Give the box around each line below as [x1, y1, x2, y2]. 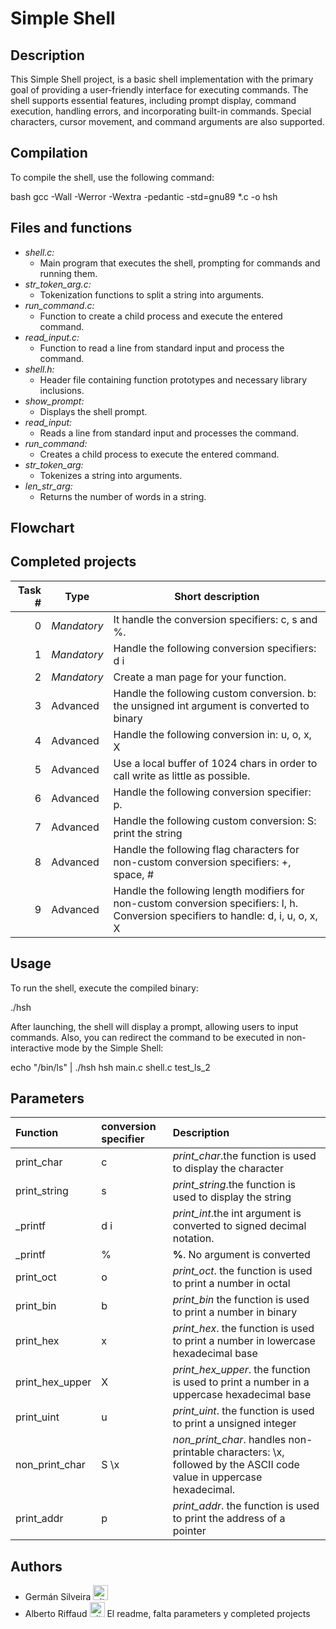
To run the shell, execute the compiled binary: [10, 982, 199, 994]
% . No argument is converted [172, 1248, 311, 1262]
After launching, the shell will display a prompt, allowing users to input [10, 1020, 299, 1032]
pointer [172, 1524, 207, 1538]
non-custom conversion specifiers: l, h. [113, 896, 299, 910]
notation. [172, 1232, 215, 1246]
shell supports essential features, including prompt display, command [10, 95, 297, 106]
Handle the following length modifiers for [113, 883, 305, 897]
